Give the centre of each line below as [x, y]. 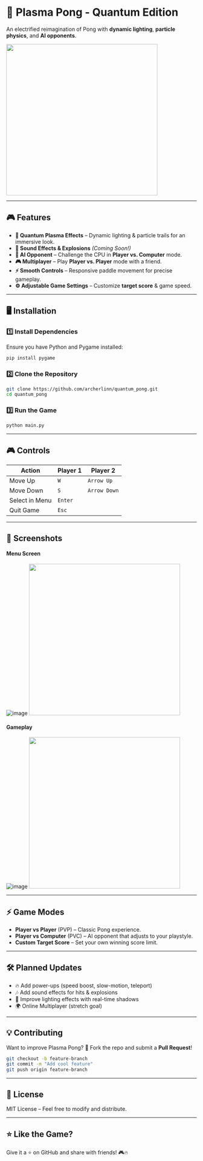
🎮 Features [29, 218]
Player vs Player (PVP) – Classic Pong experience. [78, 929]
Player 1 [69, 470]
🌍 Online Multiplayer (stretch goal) [59, 1006]
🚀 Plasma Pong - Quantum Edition [92, 12]
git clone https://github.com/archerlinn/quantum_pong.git [82, 389]
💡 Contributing [35, 1033]
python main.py [25, 425]
